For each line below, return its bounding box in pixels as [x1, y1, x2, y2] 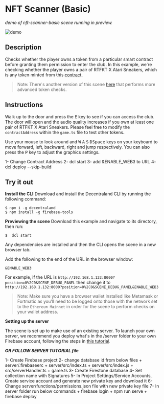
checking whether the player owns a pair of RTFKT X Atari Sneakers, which [5, 67, 157, 72]
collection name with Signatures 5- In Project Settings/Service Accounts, [5, 373, 152, 379]
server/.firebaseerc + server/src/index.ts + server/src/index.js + [5, 362, 134, 368]
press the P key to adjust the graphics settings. [5, 149, 100, 155]
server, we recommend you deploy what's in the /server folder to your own [5, 333, 156, 339]
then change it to [76, 280, 111, 286]
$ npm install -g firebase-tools [5, 210, 73, 215]
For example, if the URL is [5, 274, 57, 280]
